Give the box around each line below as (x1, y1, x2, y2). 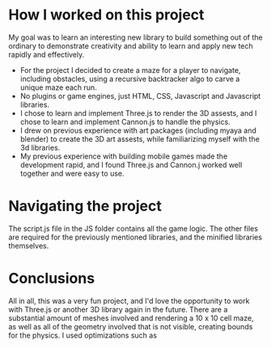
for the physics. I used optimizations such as (8, 330, 158, 340)
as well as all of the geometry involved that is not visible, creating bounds (8, 321, 253, 331)
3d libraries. (19, 142, 61, 152)
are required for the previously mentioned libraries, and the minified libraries (8, 232, 263, 242)
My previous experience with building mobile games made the (19, 151, 228, 161)
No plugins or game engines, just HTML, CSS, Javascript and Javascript (19, 91, 261, 100)
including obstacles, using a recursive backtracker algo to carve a (19, 74, 240, 83)
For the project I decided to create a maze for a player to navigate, (19, 65, 241, 74)
